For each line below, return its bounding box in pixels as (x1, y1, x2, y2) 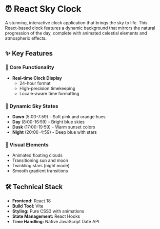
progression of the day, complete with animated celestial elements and (5, 30, 147, 36)
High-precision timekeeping (19, 85, 76, 91)
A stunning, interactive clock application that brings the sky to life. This (5, 19, 148, 25)
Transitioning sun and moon (12, 158, 68, 163)
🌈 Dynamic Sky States (5, 103, 59, 109)
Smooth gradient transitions (12, 168, 68, 174)
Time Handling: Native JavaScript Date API (12, 219, 100, 225)
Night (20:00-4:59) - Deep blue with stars (12, 129, 97, 135)
